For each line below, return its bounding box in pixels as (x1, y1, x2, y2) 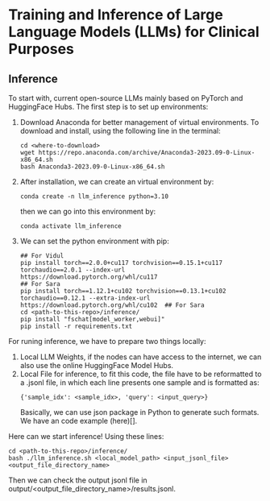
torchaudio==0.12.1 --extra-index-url (19, 294, 151, 302)
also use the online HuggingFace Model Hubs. (19, 361, 174, 370)
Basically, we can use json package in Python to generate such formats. (19, 408, 260, 416)
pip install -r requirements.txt (19, 322, 133, 330)
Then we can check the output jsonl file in (8, 475, 147, 485)
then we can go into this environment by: (19, 207, 156, 216)
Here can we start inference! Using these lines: (8, 432, 164, 441)
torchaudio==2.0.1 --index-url (19, 266, 126, 274)
